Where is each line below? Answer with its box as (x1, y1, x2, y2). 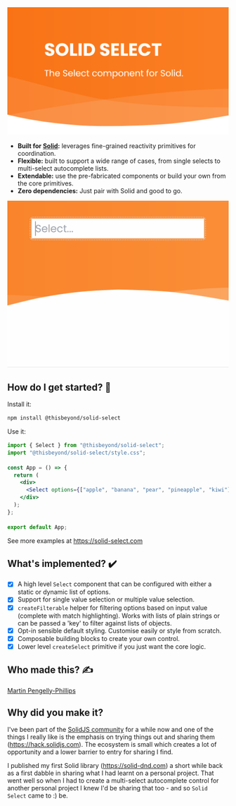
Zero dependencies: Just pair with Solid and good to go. (17, 187, 183, 195)
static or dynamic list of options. (17, 588, 111, 597)
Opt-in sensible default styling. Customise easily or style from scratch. (17, 626, 222, 635)
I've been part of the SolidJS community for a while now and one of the (7, 726, 214, 734)
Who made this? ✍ (7, 664, 93, 676)
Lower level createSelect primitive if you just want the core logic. (17, 642, 206, 651)
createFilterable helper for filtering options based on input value (17, 603, 208, 612)
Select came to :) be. (7, 791, 68, 800)
